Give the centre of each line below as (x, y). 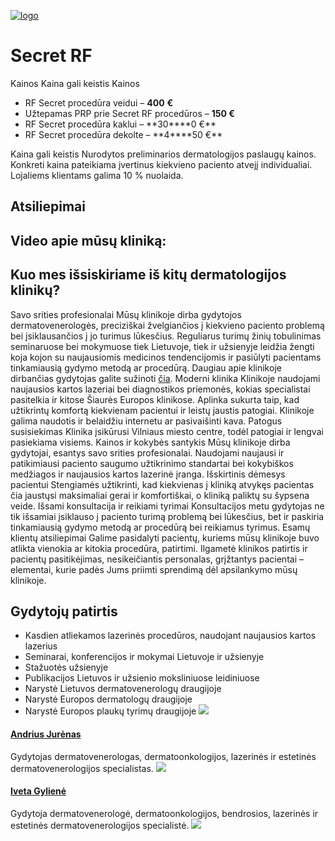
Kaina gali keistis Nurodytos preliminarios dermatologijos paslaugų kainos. (163, 154)
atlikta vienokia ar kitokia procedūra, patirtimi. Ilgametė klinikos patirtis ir (159, 548)
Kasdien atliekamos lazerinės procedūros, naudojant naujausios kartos (170, 636)
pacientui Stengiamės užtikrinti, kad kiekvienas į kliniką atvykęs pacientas (162, 484)
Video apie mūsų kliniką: (88, 240)
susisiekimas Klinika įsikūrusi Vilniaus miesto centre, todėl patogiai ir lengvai (167, 431)
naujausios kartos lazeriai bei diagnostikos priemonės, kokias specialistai (160, 389)
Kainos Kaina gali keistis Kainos (75, 83)
